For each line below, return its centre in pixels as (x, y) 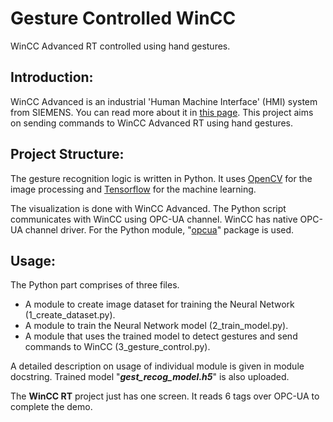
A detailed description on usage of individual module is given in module (157, 366)
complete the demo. (51, 407)
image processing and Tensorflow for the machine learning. (133, 189)
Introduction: (52, 77)
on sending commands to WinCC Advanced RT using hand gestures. (152, 123)
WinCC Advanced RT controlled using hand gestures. (120, 46)
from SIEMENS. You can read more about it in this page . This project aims (162, 112)
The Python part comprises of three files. (95, 285)
